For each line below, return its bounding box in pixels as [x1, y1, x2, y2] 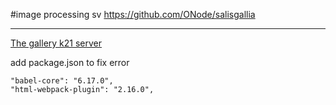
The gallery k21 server [10, 37, 103, 49]
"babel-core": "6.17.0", [10, 76, 114, 86]
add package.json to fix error [10, 57, 130, 68]
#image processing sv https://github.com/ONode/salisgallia [10, 9, 256, 20]
